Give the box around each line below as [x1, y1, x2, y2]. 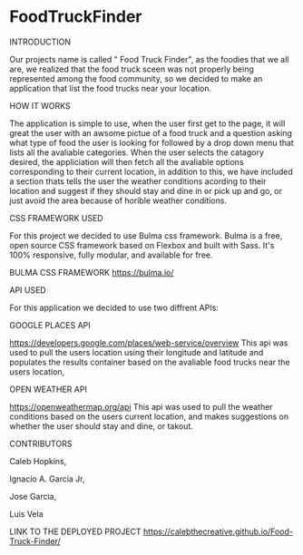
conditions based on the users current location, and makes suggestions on [9, 411, 289, 422]
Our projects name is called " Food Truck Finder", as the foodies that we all [9, 54, 289, 64]
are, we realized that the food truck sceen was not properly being [9, 63, 254, 74]
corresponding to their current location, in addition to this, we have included [9, 166, 293, 177]
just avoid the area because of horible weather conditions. [9, 195, 227, 206]
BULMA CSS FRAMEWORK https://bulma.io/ [9, 267, 174, 277]
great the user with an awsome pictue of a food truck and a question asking [9, 127, 293, 138]
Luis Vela [9, 508, 44, 519]
